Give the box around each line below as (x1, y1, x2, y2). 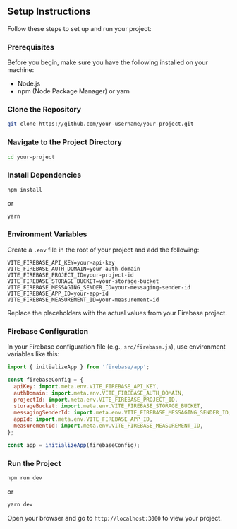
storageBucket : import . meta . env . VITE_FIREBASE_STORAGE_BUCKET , (13, 402, 203, 409)
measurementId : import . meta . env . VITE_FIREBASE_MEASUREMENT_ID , (13, 422, 203, 430)
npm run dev (7, 475, 42, 482)
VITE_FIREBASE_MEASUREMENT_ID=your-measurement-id (7, 296, 159, 303)
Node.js (17, 79, 41, 88)
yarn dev (7, 501, 33, 508)
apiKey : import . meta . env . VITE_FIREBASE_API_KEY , (13, 383, 159, 390)
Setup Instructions (7, 6, 91, 18)
